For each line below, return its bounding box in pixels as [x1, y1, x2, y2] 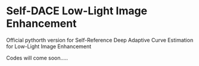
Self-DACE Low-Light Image [6, 4, 148, 18]
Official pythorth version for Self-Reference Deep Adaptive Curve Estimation [6, 36, 194, 43]
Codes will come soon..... [6, 54, 69, 61]
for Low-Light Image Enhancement [6, 43, 92, 50]
